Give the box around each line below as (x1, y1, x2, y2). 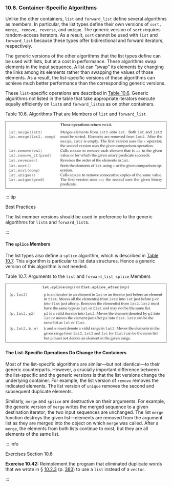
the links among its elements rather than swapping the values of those (5, 69, 154, 75)
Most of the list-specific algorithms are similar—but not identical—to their (5, 361, 160, 367)
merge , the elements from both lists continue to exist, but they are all (5, 425, 148, 432)
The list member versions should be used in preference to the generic (5, 214, 153, 220)
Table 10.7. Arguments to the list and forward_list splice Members (5, 273, 151, 279)
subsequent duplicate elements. (5, 388, 73, 394)
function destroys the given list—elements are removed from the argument (5, 414, 163, 420)
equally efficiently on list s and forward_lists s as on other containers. (5, 101, 155, 107)
